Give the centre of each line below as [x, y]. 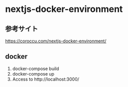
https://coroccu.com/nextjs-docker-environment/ [56, 41]
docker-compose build [36, 69]
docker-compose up [33, 74]
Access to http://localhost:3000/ [46, 79]
